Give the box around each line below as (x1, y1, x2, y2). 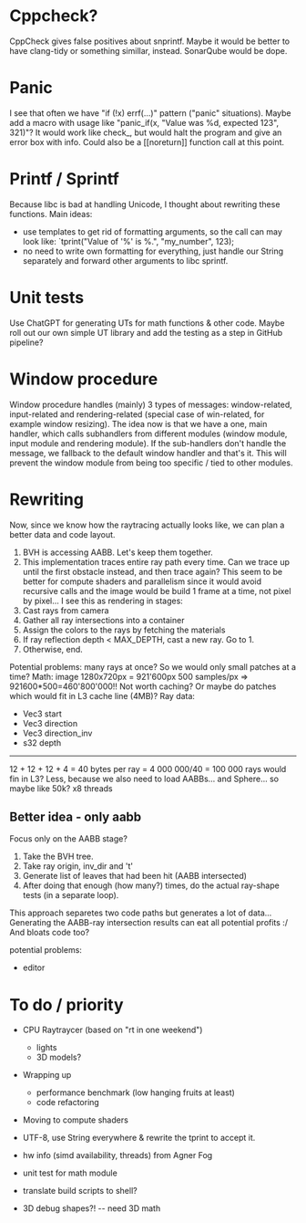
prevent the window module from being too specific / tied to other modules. (9, 457, 293, 468)
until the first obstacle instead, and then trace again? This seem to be (22, 566, 283, 577)
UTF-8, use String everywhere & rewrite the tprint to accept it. (22, 1133, 256, 1144)
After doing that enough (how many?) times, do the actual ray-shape (22, 880, 280, 891)
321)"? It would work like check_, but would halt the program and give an (9, 127, 282, 138)
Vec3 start (22, 708, 62, 719)
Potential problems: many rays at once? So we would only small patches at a (9, 661, 297, 672)
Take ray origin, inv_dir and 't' (22, 861, 134, 872)
